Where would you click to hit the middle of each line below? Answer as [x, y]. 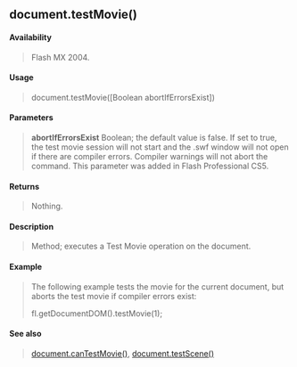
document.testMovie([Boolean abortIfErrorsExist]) [123, 97]
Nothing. [47, 206]
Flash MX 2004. [60, 57]
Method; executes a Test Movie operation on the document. [141, 246]
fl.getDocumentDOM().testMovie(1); [97, 313]
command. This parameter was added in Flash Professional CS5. [150, 166]
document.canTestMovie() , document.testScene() [123, 353]
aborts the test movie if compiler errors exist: [114, 296]
